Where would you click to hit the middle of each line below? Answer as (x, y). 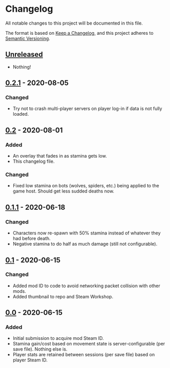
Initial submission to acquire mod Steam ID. (58, 338)
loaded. (21, 114)
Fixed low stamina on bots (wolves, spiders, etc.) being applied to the (86, 186)
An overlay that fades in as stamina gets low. (60, 156)
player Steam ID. (30, 360)
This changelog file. (34, 161)
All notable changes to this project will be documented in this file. (74, 23)
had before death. (32, 239)
